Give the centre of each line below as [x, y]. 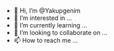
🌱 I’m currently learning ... [50, 25]
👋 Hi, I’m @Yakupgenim [47, 11]
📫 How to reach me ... [46, 40]
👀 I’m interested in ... [43, 18]
